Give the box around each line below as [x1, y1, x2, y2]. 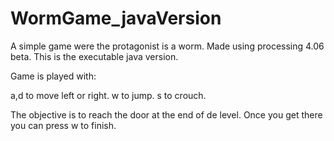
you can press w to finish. [10, 119, 117, 131]
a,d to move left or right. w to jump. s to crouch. [10, 89, 207, 101]
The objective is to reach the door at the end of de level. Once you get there [10, 108, 323, 121]
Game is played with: [10, 70, 97, 82]
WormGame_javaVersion [10, 7, 222, 30]
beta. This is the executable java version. [10, 50, 179, 62]
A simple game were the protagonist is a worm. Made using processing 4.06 [10, 40, 325, 52]
